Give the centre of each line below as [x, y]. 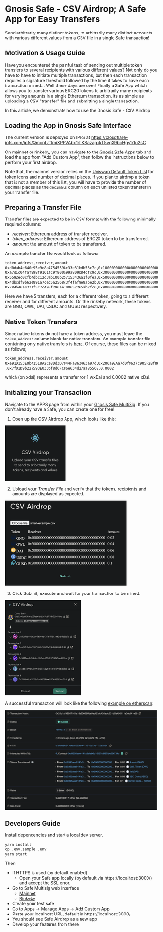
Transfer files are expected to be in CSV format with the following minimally [81, 219]
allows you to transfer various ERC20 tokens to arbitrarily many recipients [79, 90]
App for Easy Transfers [53, 19]
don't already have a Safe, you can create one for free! [60, 409]
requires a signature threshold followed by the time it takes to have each [77, 80]
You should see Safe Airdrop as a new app [54, 919]
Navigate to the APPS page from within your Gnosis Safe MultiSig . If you [77, 404]
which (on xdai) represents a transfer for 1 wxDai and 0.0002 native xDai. [78, 377]
